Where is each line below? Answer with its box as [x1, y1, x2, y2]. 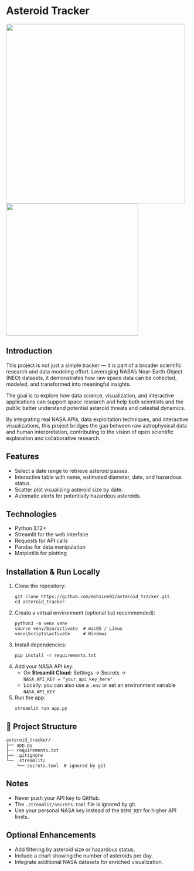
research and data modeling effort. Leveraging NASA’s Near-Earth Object [6, 368, 183, 375]
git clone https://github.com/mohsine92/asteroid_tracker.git [14, 594, 170, 600]
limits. [14, 813, 29, 820]
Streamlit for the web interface [14, 531, 89, 538]
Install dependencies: [14, 641, 67, 648]
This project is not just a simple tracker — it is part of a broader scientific [6, 362, 182, 369]
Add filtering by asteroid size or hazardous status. [14, 846, 135, 853]
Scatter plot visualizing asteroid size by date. [14, 486, 123, 493]
